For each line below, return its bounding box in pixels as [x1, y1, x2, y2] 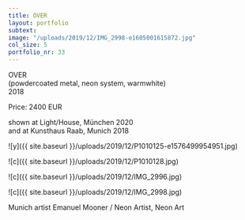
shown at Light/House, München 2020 [8, 118, 134, 127]
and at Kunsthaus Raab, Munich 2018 [8, 126, 129, 135]
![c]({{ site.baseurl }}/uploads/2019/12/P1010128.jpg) [8, 157, 179, 166]
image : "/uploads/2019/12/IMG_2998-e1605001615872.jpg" [8, 33, 196, 42]
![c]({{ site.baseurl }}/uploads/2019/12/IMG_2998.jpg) [8, 188, 183, 196]
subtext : [8, 26, 37, 34]
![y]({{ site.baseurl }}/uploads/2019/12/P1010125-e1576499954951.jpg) [8, 142, 239, 150]
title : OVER [8, 11, 47, 20]
